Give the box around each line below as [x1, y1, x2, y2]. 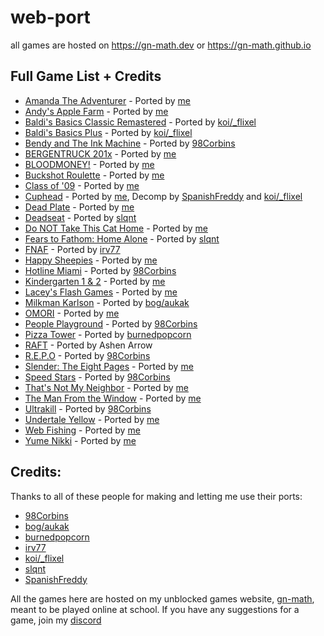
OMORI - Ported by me [24, 307, 120, 319]
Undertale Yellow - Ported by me [24, 413, 160, 425]
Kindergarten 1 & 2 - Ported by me [24, 275, 166, 287]
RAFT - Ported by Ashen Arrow [24, 339, 153, 351]
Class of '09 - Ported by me [24, 179, 140, 191]
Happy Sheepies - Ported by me [24, 254, 158, 266]
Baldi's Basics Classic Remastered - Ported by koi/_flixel [24, 116, 257, 128]
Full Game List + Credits [10, 68, 162, 85]
